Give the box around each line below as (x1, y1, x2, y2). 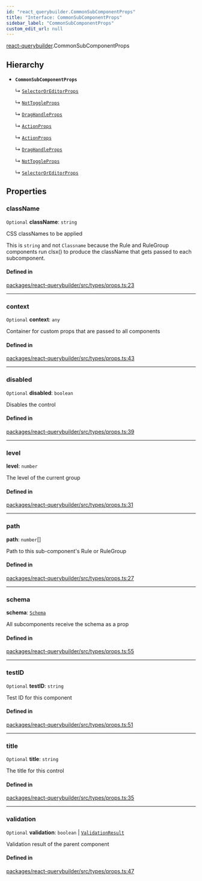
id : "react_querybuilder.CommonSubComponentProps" (6, 8, 136, 15)
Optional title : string (6, 756, 59, 763)
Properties (6, 186, 47, 196)
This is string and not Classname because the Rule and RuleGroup (6, 242, 170, 249)
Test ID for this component (6, 694, 72, 701)
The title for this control (6, 767, 64, 774)
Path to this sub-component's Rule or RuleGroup (6, 547, 127, 554)
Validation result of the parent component (6, 840, 109, 847)
